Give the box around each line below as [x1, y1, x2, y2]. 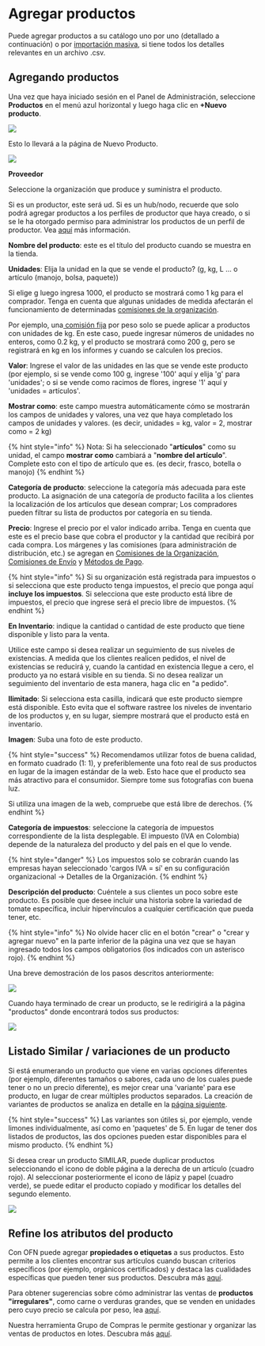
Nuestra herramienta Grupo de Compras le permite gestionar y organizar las [8, 1321, 257, 1330]
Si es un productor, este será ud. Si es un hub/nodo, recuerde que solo [8, 200, 239, 209]
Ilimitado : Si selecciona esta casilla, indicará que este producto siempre [8, 694, 243, 704]
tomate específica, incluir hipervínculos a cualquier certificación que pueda [8, 904, 254, 913]
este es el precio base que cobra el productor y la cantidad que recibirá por [8, 532, 255, 541]
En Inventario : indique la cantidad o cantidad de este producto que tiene [8, 621, 245, 631]
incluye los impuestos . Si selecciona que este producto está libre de [8, 589, 233, 598]
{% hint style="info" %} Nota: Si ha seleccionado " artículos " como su [8, 441, 236, 452]
